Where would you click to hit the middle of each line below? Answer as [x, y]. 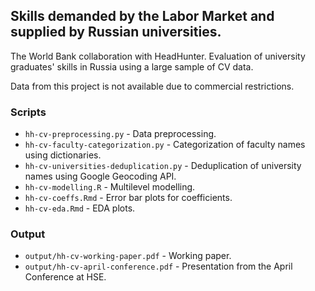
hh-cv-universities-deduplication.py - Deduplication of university [163, 166]
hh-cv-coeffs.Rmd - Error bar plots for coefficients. [128, 198]
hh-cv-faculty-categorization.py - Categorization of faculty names [165, 145]
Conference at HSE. [65, 277]
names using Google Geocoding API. [100, 176]
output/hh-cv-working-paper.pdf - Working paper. [128, 256]
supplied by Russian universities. [116, 32]
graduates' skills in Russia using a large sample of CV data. [132, 66]
